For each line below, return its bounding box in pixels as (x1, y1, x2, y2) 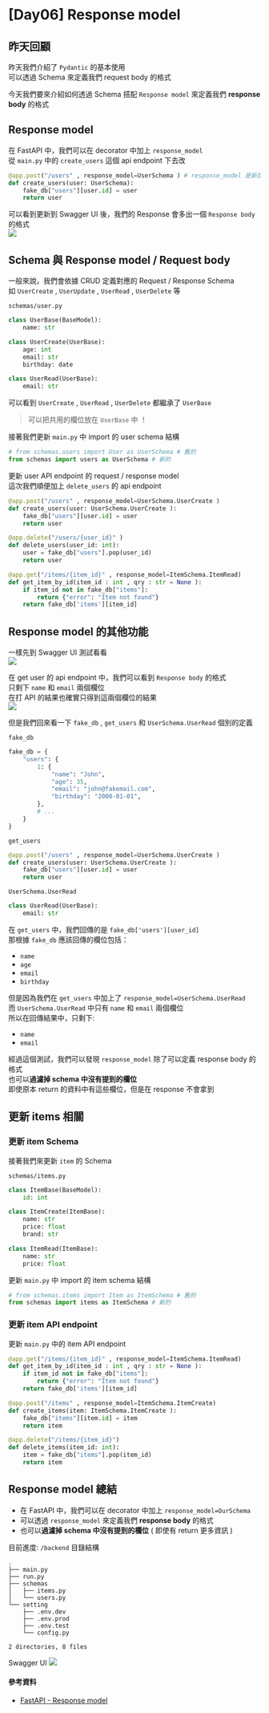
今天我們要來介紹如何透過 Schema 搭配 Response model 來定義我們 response (8, 90, 261, 99)
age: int (22, 345, 52, 354)
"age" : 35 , (50, 777, 88, 785)
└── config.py (22, 1629, 70, 1637)
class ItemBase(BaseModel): (8, 1186, 102, 1194)
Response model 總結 (8, 1483, 118, 1496)
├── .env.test (22, 1622, 70, 1630)
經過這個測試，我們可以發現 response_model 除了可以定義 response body (8, 1053, 247, 1064)
